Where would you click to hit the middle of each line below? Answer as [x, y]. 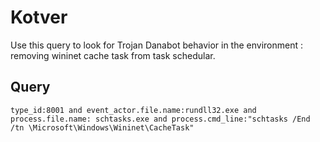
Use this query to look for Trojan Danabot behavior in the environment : [156, 45]
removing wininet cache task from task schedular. [113, 55]
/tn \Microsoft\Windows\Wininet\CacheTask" [102, 127]
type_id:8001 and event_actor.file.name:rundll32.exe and [133, 110]
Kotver [39, 17]
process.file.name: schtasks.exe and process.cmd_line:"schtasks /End [160, 119]
